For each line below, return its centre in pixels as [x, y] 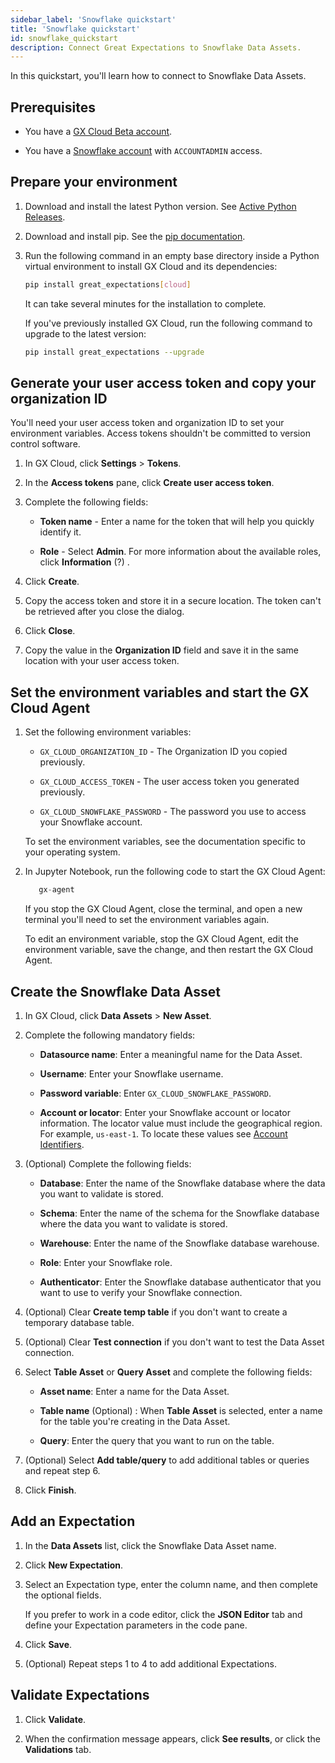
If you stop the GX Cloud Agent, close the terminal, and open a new [163, 909]
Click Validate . [55, 1719]
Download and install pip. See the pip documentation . [135, 236]
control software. [45, 444]
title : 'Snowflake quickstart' [75, 29]
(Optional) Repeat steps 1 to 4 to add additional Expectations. [150, 1663]
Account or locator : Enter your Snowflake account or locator [165, 1112]
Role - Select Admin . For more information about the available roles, [180, 552]
